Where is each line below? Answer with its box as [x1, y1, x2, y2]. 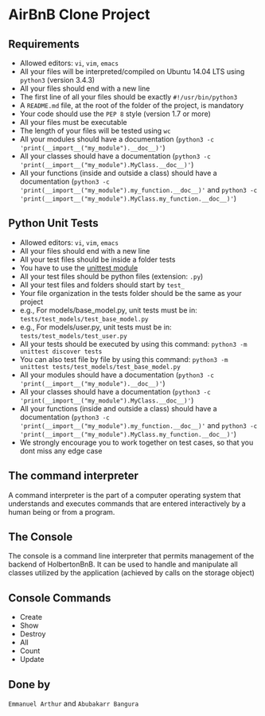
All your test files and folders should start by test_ [19, 280, 185, 290]
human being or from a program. [8, 507, 115, 516]
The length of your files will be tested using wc [19, 126, 171, 135]
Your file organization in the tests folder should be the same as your [19, 288, 242, 298]
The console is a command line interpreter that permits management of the [8, 551, 255, 561]
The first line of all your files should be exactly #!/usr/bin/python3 [19, 92, 238, 101]
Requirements [8, 37, 80, 51]
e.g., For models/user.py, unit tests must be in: [19, 322, 172, 332]
